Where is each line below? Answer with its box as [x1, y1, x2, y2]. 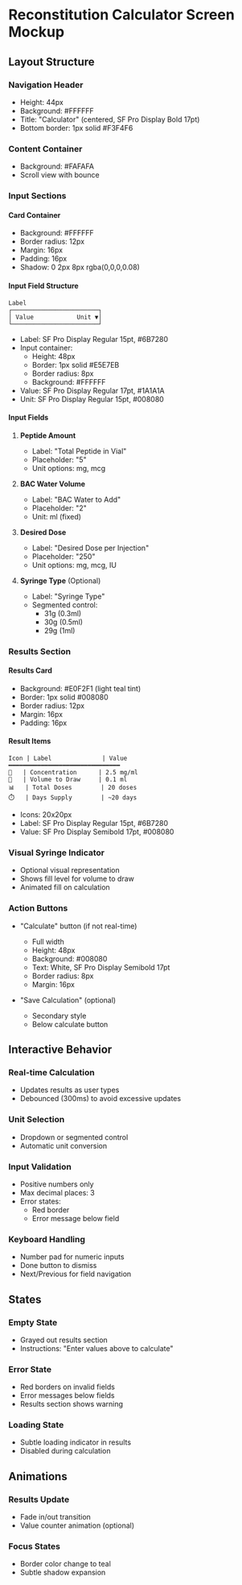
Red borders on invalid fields [19, 1382, 115, 1392]
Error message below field [31, 1213, 120, 1223]
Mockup [8, 23, 65, 41]
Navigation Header [8, 79, 84, 90]
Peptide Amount [19, 430, 76, 440]
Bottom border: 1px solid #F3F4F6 [19, 123, 133, 132]
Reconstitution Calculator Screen [8, 6, 235, 24]
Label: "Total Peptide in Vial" [31, 446, 127, 456]
